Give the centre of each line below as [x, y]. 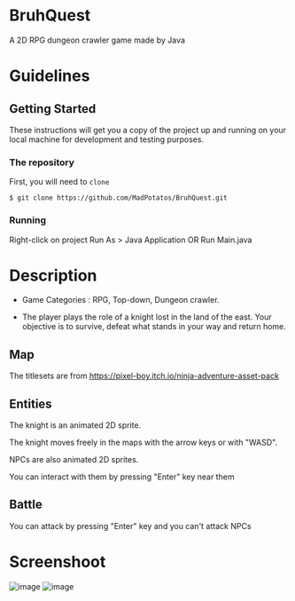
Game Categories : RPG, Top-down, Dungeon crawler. [120, 300]
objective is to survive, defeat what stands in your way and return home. [154, 327]
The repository [42, 162]
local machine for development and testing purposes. [107, 139]
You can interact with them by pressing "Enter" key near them [122, 477]
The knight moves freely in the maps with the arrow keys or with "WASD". [143, 443]
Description [53, 275]
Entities [31, 403]
